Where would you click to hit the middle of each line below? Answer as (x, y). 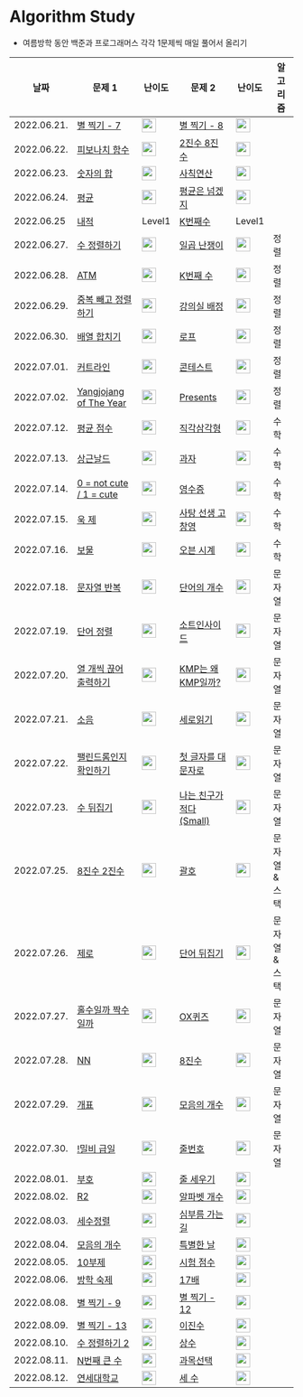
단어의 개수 (201, 587)
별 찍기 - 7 (99, 126)
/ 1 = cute (97, 494)
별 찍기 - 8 (201, 126)
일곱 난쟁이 (201, 245)
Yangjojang (100, 391)
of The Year (101, 402)
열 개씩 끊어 (100, 669)
